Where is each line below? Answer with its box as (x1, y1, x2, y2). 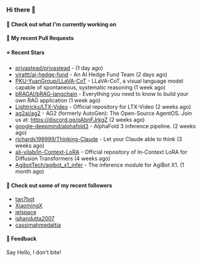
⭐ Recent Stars (6, 49, 45, 56)
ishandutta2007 (15, 215, 55, 222)
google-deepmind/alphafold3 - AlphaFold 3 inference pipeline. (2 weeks (15, 123, 196, 130)
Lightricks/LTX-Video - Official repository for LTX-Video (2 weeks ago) (15, 103, 191, 111)
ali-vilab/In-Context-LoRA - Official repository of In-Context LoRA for (15, 148, 188, 156)
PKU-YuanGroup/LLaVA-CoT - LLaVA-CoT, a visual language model (15, 77, 184, 84)
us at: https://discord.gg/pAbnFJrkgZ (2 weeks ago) (15, 116, 145, 123)
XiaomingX (15, 202, 43, 209)
